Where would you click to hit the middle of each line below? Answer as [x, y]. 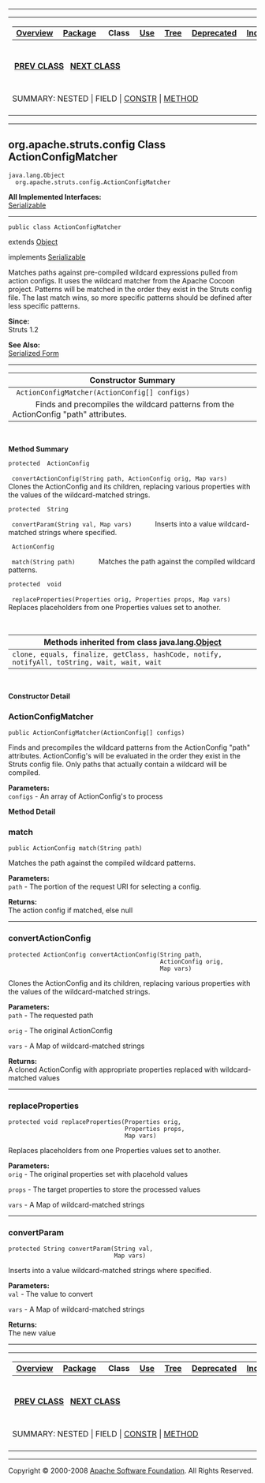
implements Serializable [47, 257]
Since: [19, 321]
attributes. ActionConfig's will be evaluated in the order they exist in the [124, 756]
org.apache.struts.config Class [87, 145]
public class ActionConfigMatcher [65, 227]
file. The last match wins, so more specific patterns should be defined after [130, 298]
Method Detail [32, 812]
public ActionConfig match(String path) [76, 848]
